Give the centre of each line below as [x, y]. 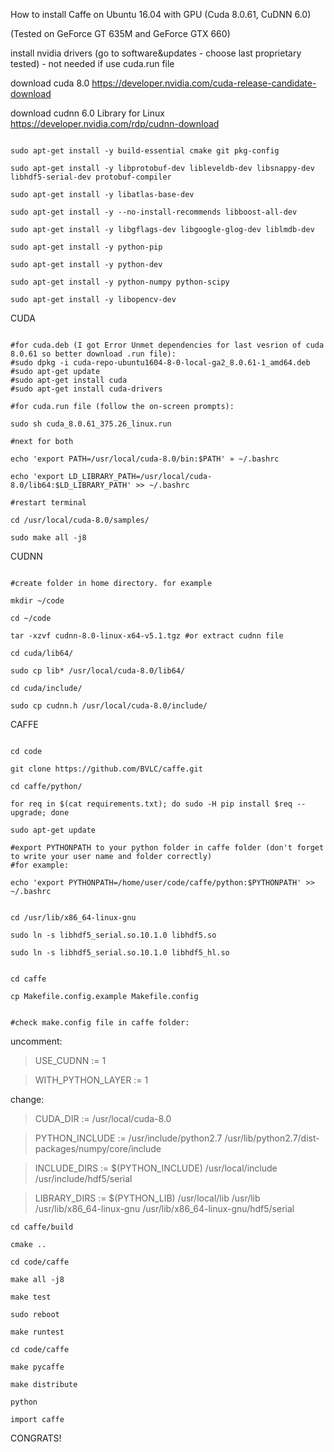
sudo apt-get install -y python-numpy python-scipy [120, 282]
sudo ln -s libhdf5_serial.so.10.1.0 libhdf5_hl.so [120, 953]
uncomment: [36, 1041]
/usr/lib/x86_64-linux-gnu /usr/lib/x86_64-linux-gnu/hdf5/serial [164, 1208]
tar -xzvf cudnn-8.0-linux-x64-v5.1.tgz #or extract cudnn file [147, 636]
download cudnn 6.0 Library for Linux [87, 113]
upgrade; [28, 813]
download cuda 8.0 [50, 83]
